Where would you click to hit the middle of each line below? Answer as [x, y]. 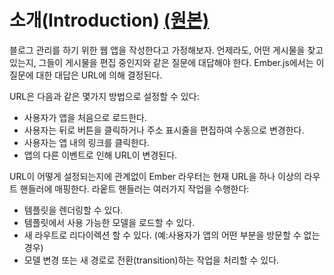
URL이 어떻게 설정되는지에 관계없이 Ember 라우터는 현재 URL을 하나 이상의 [155, 176]
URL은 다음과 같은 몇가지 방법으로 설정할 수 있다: [104, 96]
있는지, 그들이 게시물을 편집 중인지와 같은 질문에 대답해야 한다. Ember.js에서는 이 [167, 62]
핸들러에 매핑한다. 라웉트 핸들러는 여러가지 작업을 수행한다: [134, 188]
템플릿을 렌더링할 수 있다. [73, 210]
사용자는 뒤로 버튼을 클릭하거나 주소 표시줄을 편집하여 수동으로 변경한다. [164, 130]
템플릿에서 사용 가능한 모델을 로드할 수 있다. [109, 222]
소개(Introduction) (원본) [109, 20]
